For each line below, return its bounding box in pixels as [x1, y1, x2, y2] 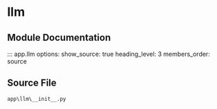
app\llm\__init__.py [7, 95, 67, 102]
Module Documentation [7, 32, 111, 43]
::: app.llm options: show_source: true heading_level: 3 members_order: [7, 50, 211, 58]
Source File [7, 77, 57, 89]
